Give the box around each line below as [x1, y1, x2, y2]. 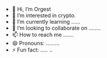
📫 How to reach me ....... [11, 31, 74, 38]
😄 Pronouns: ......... [11, 40, 60, 47]
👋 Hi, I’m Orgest [11, 6, 51, 12]
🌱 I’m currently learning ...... [11, 18, 81, 25]
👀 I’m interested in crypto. [11, 12, 76, 19]
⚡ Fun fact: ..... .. [11, 46, 53, 53]
